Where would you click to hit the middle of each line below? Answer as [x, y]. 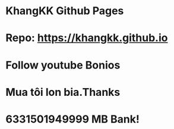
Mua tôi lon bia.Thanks [63, 92]
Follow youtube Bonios [63, 65]
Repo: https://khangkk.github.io [87, 38]
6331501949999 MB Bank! [73, 119]
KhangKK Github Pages [65, 11]
